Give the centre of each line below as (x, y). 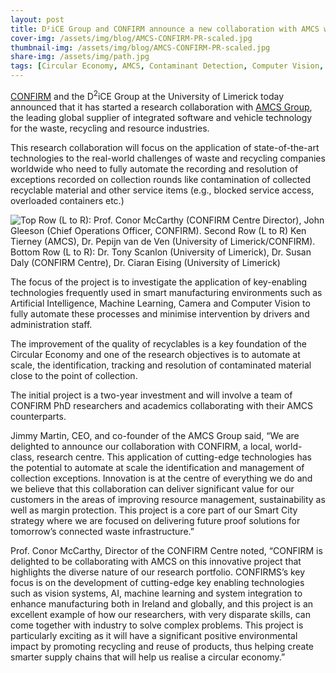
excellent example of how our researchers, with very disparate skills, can (160, 614)
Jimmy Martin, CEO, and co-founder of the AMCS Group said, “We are (155, 435)
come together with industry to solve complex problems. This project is (157, 625)
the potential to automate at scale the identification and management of (157, 467)
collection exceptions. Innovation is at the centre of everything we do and (161, 478)
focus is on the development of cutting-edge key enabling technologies (157, 582)
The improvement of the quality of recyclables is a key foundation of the (158, 343)
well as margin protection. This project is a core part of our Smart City (154, 510)
